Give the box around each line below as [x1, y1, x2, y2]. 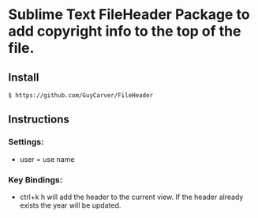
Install [8, 70, 39, 84]
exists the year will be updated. [19, 200, 122, 210]
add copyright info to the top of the [8, 22, 241, 40]
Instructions [8, 113, 69, 126]
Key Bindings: [8, 174, 63, 185]
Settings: [8, 137, 44, 148]
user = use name [19, 154, 75, 163]
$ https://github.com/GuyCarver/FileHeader [8, 92, 154, 100]
